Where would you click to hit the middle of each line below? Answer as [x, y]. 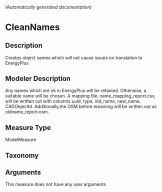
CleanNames [32, 27]
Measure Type [28, 127]
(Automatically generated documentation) [48, 7]
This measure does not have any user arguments [55, 184]
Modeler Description [38, 78]
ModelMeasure [21, 139]
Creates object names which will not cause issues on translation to [74, 57]
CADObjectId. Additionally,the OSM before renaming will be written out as [81, 106]
